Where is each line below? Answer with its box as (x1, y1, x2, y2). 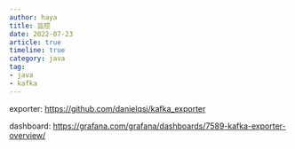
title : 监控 (9, 21, 51, 30)
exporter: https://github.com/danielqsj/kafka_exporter (9, 103, 206, 114)
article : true (9, 37, 62, 47)
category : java (9, 54, 66, 63)
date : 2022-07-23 (9, 29, 74, 38)
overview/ (9, 129, 46, 140)
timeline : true (9, 46, 66, 55)
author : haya (9, 12, 58, 22)
